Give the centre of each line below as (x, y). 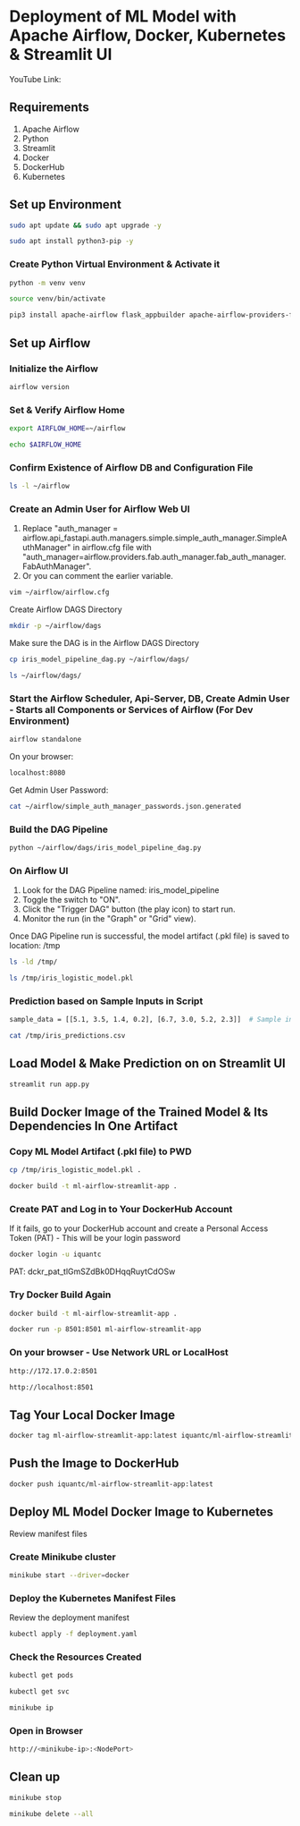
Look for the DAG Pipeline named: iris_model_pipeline (121, 890)
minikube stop (36, 1797)
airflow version (39, 386)
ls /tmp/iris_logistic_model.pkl (71, 978)
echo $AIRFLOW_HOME (46, 445)
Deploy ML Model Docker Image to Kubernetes (142, 1512)
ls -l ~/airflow (39, 486)
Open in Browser (46, 1730)
